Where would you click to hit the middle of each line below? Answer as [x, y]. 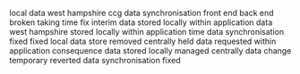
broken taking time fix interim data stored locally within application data [141, 22]
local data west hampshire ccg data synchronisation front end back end [142, 13]
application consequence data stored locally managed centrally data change [150, 51]
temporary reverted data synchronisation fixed [95, 60]
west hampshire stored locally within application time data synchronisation [147, 32]
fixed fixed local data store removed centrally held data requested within [143, 41]
